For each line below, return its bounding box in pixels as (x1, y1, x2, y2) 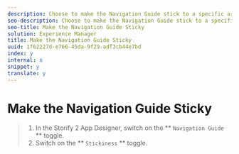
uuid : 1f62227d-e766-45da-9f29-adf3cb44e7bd (7, 43, 142, 50)
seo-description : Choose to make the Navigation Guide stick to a (7, 17, 208, 24)
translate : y (7, 70, 46, 77)
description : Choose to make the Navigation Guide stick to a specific (7, 10, 224, 18)
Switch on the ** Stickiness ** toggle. (35, 139, 148, 148)
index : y (7, 50, 33, 57)
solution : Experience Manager (7, 30, 97, 38)
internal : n (7, 57, 43, 64)
